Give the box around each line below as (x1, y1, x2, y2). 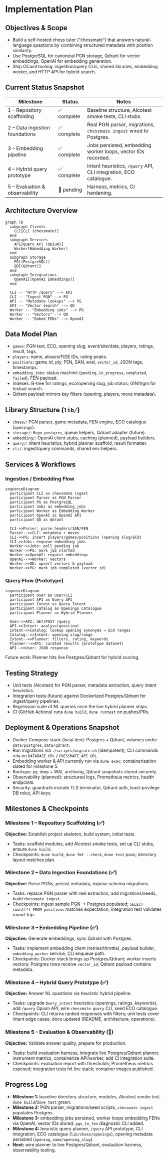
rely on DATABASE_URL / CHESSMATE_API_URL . (12, 752, 98, 758)
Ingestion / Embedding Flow (5, 475, 74, 482)
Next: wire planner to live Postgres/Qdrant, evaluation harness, (12, 1141, 142, 1147)
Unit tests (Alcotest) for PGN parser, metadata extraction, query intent (12, 682, 156, 688)
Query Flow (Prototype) (5, 577, 64, 584)
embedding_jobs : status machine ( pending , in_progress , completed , (12, 370, 147, 376)
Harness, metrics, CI (87, 183, 135, 190)
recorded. (87, 154, 110, 161)
